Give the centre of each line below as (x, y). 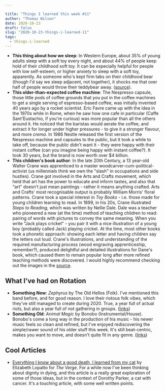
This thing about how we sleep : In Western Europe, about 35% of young (86, 55)
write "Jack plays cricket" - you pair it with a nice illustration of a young (84, 223)
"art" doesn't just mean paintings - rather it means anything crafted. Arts (86, 187)
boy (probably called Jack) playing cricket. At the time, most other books (86, 229)
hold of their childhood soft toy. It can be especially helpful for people (83, 66)
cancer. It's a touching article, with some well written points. (73, 383)
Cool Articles (26, 350)
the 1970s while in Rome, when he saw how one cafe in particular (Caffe (85, 113)
